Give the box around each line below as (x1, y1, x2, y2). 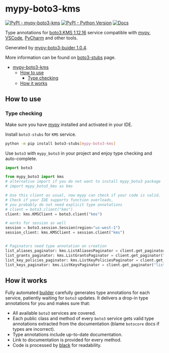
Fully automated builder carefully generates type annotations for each (5, 289, 150, 296)
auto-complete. (5, 155, 37, 161)
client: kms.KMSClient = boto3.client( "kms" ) (5, 211, 102, 217)
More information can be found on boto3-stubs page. (5, 54, 116, 61)
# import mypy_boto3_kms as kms (5, 184, 73, 189)
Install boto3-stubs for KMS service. (5, 131, 76, 137)
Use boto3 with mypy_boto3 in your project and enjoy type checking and (5, 150, 152, 156)
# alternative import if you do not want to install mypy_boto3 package (5, 179, 161, 184)
